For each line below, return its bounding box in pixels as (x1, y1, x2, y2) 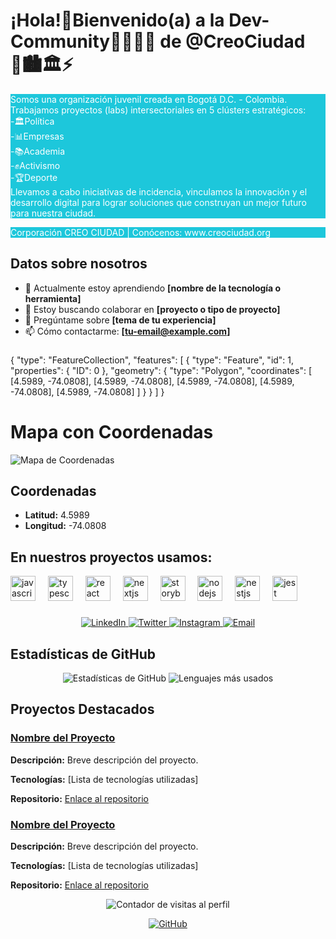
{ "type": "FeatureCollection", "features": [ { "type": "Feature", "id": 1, (10, 354, 295, 366)
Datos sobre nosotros (10, 255, 148, 273)
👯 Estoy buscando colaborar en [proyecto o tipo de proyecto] (24, 303, 281, 315)
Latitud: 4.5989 (24, 509, 90, 521)
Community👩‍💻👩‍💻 (10, 30, 157, 53)
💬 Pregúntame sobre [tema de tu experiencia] (24, 314, 217, 326)
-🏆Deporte (10, 171, 58, 183)
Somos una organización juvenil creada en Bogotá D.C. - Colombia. (10, 93, 288, 105)
